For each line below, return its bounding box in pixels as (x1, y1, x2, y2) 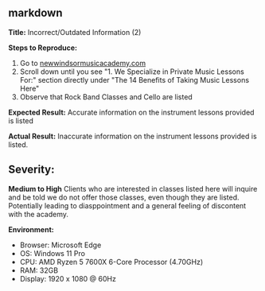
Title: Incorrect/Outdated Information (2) (8, 27, 142, 37)
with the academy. (8, 209, 69, 219)
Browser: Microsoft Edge (19, 240, 102, 250)
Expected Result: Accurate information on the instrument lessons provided (8, 107, 255, 117)
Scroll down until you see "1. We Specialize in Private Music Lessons (19, 67, 244, 76)
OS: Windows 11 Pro (19, 248, 86, 258)
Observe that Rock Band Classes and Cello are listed (19, 91, 193, 102)
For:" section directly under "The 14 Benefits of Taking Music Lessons (19, 75, 249, 84)
